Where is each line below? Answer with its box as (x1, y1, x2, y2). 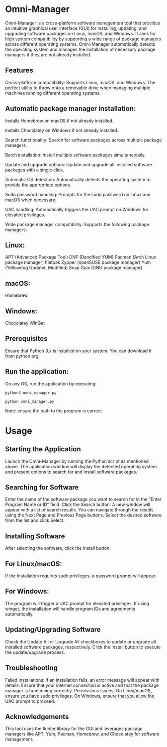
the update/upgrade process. (5, 649, 66, 655)
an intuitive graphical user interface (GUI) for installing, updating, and (5, 25, 147, 31)
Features (5, 66, 33, 75)
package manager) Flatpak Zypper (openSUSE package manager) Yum (5, 259, 151, 265)
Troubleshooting (5, 664, 58, 672)
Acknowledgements (5, 712, 69, 721)
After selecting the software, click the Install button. (5, 545, 111, 551)
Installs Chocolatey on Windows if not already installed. (5, 127, 118, 133)
